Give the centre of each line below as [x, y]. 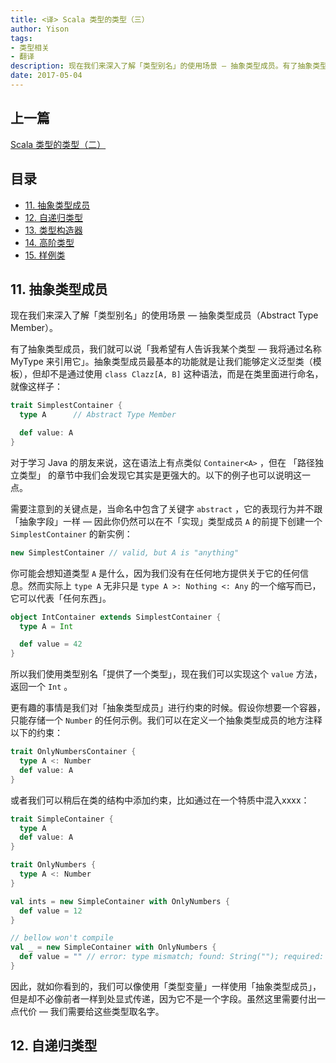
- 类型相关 [30, 47]
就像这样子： [36, 387]
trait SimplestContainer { [66, 406]
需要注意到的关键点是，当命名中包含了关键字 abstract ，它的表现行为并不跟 [166, 508]
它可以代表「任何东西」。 [61, 598]
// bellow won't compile [62, 938]
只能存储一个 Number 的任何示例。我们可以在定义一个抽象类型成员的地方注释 [166, 720]
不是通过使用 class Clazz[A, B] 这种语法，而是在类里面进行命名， [186, 374]
